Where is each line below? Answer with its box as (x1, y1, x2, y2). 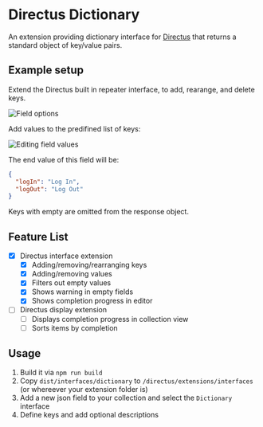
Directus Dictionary (8, 6, 140, 24)
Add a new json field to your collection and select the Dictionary (19, 393, 233, 403)
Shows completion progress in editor (31, 296, 153, 306)
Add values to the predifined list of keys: (8, 123, 141, 133)
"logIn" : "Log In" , (15, 178, 80, 186)
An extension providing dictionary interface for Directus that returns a (8, 32, 237, 41)
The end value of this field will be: (8, 155, 120, 164)
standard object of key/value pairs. (8, 40, 123, 49)
